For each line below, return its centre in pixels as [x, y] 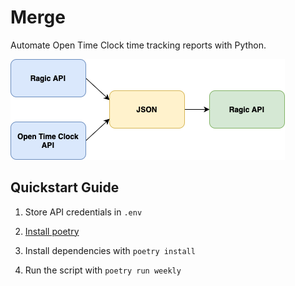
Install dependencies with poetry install [110, 250]
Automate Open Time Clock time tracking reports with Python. [138, 45]
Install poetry [52, 231]
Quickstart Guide [65, 187]
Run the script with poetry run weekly [103, 270]
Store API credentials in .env [83, 212]
